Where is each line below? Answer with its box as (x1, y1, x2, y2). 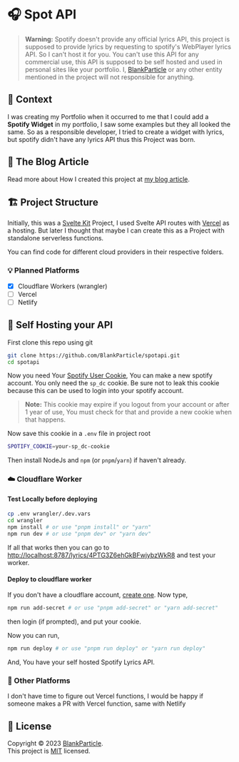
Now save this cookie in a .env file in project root (7, 430, 151, 438)
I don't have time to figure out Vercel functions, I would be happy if (7, 692, 204, 701)
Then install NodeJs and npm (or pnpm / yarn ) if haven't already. (7, 456, 187, 464)
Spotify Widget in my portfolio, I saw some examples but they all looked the (7, 120, 230, 128)
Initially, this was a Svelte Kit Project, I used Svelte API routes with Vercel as (7, 219, 230, 228)
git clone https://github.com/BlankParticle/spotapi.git (7, 352, 180, 359)
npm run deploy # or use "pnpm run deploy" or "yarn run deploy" (7, 645, 205, 652)
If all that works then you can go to (7, 543, 110, 552)
